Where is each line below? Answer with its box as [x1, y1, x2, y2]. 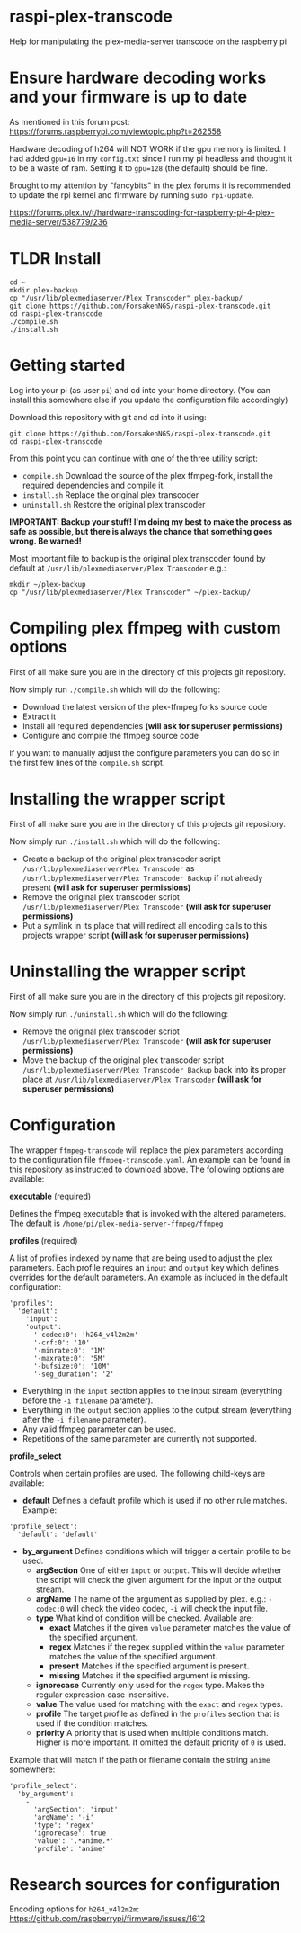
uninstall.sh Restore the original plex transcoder [22, 499, 206, 509]
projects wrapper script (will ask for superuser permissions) [22, 930, 250, 940]
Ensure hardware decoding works [9, 67, 267, 88]
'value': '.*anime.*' [32, 1836, 115, 1846]
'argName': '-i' [32, 1812, 94, 1821]
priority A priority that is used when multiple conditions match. [35, 1727, 269, 1738]
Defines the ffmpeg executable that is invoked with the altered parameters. [9, 1208, 287, 1218]
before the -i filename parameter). [22, 1395, 154, 1406]
